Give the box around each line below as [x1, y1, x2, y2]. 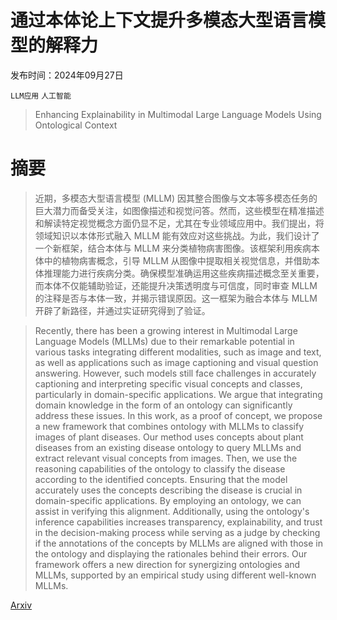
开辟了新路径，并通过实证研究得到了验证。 [34, 304, 211, 316]
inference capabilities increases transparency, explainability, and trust [34, 516, 323, 528]
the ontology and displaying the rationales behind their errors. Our [34, 547, 308, 560]
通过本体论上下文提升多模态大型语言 [10, 9, 309, 32]
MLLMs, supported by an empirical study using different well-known [34, 569, 317, 581]
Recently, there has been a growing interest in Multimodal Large [34, 324, 298, 336]
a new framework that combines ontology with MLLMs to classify [34, 420, 305, 432]
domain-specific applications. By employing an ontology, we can [34, 494, 302, 506]
